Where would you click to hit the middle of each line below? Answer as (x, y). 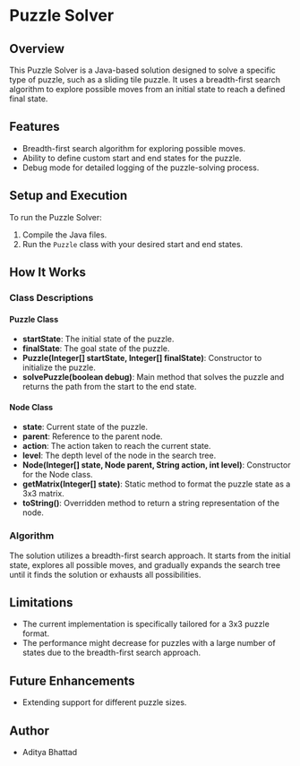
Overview (37, 49)
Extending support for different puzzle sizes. (104, 702)
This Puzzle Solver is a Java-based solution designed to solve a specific (142, 70)
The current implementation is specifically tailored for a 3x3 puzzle (146, 624)
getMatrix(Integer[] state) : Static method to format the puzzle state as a (156, 484)
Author (29, 731)
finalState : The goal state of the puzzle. (96, 349)
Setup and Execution (69, 196)
